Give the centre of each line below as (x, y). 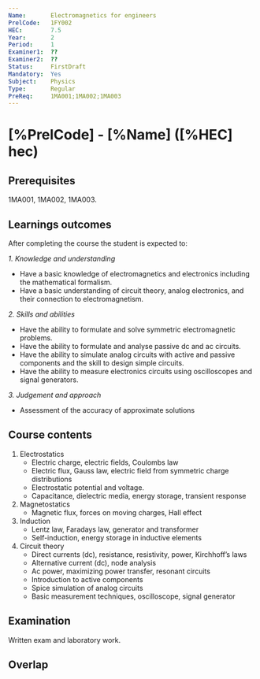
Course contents (50, 435)
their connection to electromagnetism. (82, 299)
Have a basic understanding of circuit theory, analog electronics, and (132, 291)
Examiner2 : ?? (33, 60)
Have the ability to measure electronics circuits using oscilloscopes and (136, 372)
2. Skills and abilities (41, 314)
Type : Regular (42, 89)
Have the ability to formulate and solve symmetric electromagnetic (128, 330)
